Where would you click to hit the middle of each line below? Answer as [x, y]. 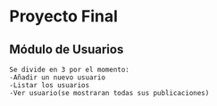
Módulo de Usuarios [67, 49]
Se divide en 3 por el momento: [69, 69]
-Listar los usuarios [50, 86]
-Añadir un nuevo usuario [57, 77]
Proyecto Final [64, 16]
